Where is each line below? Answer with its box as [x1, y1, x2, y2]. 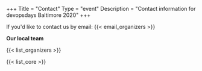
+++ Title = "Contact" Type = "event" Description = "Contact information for [6, 5, 196, 12]
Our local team [6, 35, 44, 42]
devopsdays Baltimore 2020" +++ [6, 11, 91, 19]
